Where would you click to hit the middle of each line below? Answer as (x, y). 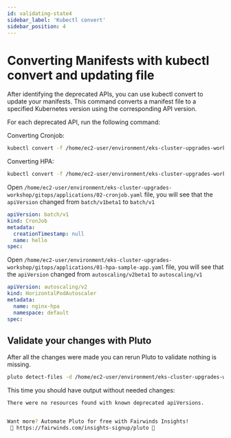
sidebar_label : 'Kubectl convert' (57, 20)
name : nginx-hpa (36, 306)
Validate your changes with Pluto (79, 340)
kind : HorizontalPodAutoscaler (52, 294)
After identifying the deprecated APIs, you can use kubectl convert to (105, 94)
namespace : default (41, 312)
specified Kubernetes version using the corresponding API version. (102, 109)
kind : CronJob (27, 221)
